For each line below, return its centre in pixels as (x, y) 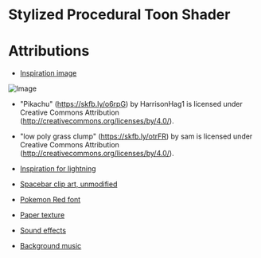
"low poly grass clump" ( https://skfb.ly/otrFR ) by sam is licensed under (136, 136)
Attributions (49, 51)
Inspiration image (48, 73)
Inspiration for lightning (58, 169)
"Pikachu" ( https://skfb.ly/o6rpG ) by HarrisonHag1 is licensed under (131, 104)
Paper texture (42, 215)
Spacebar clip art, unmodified (68, 184)
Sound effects (43, 231)
